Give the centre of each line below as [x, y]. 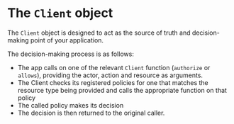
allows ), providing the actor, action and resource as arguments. [110, 75]
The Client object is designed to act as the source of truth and [99, 33]
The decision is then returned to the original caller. [91, 113]
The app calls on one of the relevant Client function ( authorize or [114, 67]
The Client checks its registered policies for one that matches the [113, 82]
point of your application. [67, 40]
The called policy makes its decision [71, 105]
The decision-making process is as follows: [71, 54]
